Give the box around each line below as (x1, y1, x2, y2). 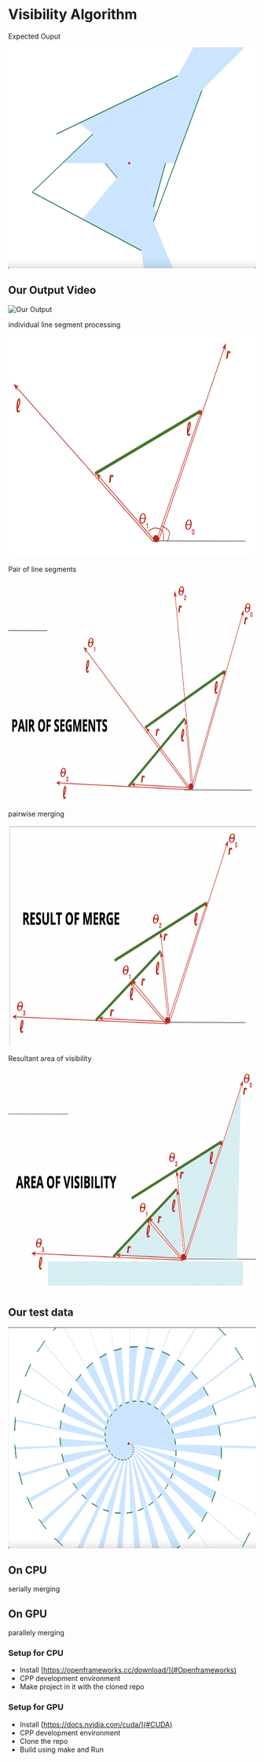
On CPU (8, 1563, 47, 1577)
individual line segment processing (8, 320, 121, 329)
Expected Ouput (8, 31, 61, 41)
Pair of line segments (8, 564, 77, 574)
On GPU (8, 1607, 47, 1621)
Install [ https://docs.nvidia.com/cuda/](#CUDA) (19, 1720, 173, 1729)
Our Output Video (8, 284, 97, 297)
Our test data (8, 1306, 74, 1320)
